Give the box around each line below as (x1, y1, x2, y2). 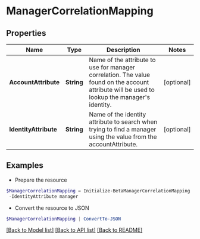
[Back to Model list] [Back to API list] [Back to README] (6, 226, 143, 234)
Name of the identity (89, 111, 146, 118)
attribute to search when (89, 118, 158, 126)
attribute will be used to (89, 85, 155, 94)
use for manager (89, 63, 136, 71)
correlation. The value (89, 71, 151, 79)
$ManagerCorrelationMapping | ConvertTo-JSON (6, 216, 121, 222)
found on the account (89, 78, 149, 86)
